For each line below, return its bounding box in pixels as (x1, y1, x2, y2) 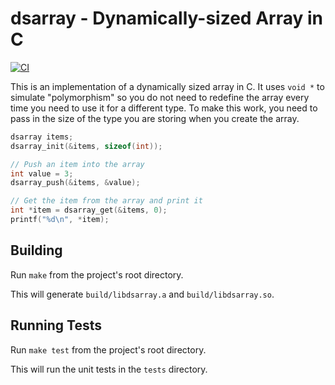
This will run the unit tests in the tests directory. (10, 363, 208, 375)
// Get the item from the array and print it (10, 196, 203, 206)
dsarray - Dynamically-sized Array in (10, 7, 323, 30)
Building (10, 242, 63, 259)
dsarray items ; (10, 132, 74, 142)
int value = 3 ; (10, 168, 74, 179)
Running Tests (10, 317, 102, 334)
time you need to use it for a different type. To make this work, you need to (10, 102, 318, 114)
